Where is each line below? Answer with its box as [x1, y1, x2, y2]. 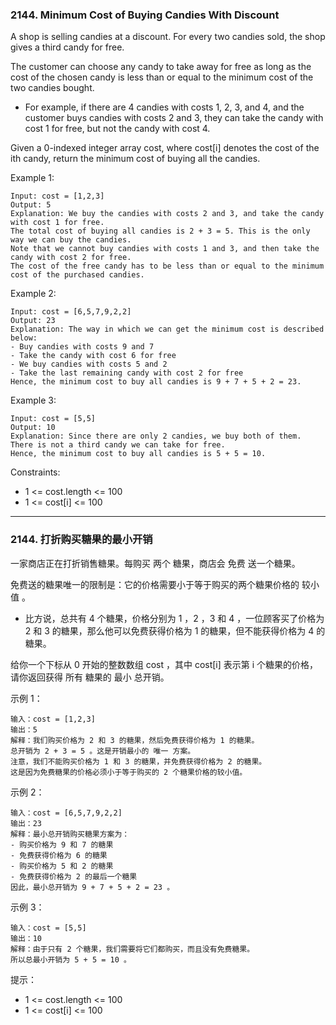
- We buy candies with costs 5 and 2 [10, 359, 168, 370]
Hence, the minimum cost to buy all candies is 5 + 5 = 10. [10, 449, 267, 459]
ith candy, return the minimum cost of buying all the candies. [10, 153, 261, 165]
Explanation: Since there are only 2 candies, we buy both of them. [10, 431, 302, 442]
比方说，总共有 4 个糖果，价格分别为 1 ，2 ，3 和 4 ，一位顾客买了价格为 [24, 612, 325, 624]
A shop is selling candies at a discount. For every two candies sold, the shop [10, 31, 326, 43]
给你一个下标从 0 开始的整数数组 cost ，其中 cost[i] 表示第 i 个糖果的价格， [10, 658, 319, 670]
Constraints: [10, 466, 61, 478]
